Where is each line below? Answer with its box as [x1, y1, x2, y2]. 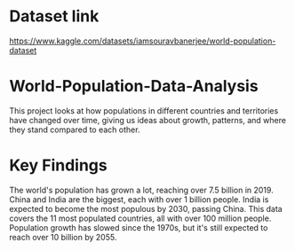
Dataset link [9, 6, 100, 27]
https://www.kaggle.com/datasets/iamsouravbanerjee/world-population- [9, 35, 276, 46]
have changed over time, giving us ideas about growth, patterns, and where [9, 114, 287, 125]
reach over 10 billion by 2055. [9, 231, 117, 242]
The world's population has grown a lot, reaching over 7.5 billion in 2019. [9, 184, 274, 195]
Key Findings [9, 155, 108, 176]
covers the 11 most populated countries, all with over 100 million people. [9, 213, 272, 224]
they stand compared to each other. [9, 124, 140, 135]
